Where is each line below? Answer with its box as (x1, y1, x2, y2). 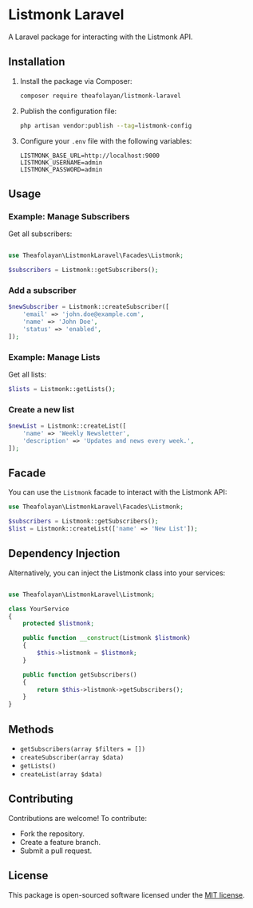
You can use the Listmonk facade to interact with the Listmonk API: (8, 488, 227, 497)
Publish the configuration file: (19, 106, 117, 116)
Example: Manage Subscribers (8, 211, 130, 222)
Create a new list (8, 404, 75, 415)
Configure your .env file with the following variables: (19, 136, 192, 145)
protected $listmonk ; (22, 620, 94, 628)
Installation (8, 55, 65, 69)
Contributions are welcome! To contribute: (8, 813, 148, 823)
